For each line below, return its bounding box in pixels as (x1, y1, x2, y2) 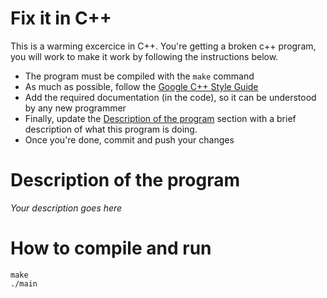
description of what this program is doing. (24, 123, 198, 135)
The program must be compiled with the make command (24, 70, 255, 82)
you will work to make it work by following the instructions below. (10, 50, 279, 62)
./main (10, 278, 38, 289)
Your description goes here (10, 202, 123, 214)
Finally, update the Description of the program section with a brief (24, 112, 297, 124)
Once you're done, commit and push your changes (24, 133, 235, 146)
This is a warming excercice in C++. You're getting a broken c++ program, (10, 40, 317, 52)
